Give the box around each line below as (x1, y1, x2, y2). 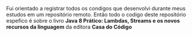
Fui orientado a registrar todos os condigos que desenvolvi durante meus (6, 5, 186, 12)
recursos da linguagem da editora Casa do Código (6, 23, 133, 30)
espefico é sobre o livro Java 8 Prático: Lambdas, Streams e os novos (6, 17, 180, 24)
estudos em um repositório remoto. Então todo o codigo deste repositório (6, 11, 186, 18)
